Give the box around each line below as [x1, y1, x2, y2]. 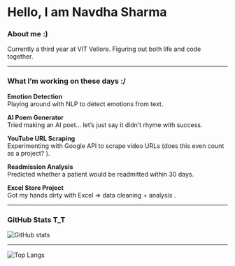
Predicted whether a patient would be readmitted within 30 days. [7, 170, 194, 178]
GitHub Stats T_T [7, 214, 66, 224]
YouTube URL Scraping [7, 134, 76, 142]
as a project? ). [7, 149, 50, 157]
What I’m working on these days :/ [7, 76, 126, 86]
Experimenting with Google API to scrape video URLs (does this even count [7, 141, 225, 150]
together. [7, 52, 34, 61]
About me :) [7, 29, 48, 39]
